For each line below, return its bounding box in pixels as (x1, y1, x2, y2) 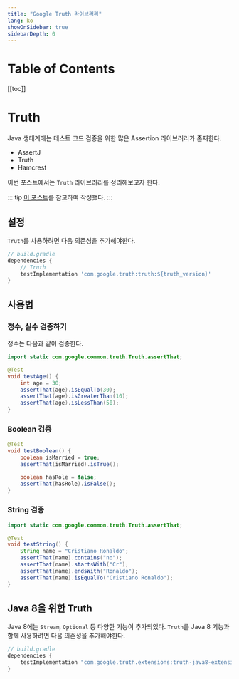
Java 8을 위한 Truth (7, 602, 92, 614)
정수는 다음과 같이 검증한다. (7, 339, 84, 348)
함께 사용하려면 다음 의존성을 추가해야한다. (7, 631, 126, 640)
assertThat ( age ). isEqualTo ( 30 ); (20, 386, 116, 393)
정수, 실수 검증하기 (7, 321, 68, 331)
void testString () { (7, 541, 69, 549)
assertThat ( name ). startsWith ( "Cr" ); (20, 561, 129, 569)
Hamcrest (17, 163, 47, 172)
